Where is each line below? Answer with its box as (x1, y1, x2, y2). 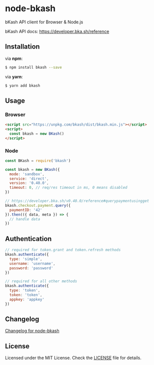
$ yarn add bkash (5, 83, 40, 88)
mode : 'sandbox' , (9, 171, 45, 177)
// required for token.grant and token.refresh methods (5, 248, 121, 253)
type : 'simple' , (9, 256, 42, 261)
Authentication (5, 235, 52, 243)
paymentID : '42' (9, 207, 42, 212)
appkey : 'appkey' (9, 297, 45, 302)
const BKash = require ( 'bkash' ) (5, 158, 71, 163)
